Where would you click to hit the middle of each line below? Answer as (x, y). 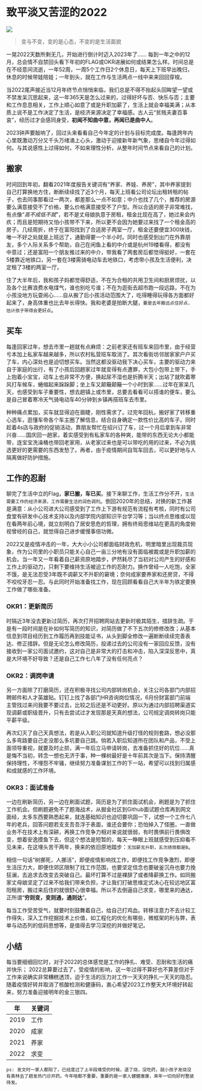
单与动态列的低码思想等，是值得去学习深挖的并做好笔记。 (77, 925)
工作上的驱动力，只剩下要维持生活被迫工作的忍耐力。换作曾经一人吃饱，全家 (101, 567)
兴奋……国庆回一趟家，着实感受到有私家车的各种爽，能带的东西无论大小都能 (100, 435)
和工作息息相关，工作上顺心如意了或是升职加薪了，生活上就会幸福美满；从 (98, 105)
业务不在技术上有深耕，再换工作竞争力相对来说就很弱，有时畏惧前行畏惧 (96, 832)
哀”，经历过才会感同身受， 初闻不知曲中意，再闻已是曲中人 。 (81, 120)
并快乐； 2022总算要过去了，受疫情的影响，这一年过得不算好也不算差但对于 (100, 970)
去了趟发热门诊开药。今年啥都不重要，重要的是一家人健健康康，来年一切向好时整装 (107, 1077)
